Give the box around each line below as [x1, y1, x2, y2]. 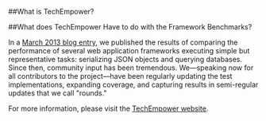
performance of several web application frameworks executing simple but [8, 46, 250, 55]
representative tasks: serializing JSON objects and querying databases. [8, 55, 242, 64]
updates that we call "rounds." [8, 88, 107, 98]
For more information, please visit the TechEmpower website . [8, 103, 209, 113]
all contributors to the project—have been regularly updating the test [8, 72, 233, 80]
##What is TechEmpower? [8, 7, 94, 16]
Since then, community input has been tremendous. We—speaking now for [8, 63, 254, 72]
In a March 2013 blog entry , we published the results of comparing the [8, 37, 238, 47]
